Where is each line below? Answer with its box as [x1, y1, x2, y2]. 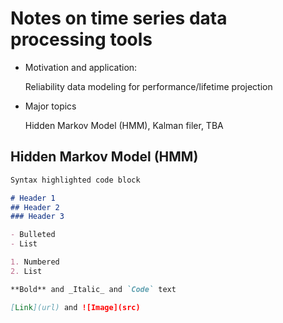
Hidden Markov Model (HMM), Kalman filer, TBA [24, 119, 224, 131]
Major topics [24, 100, 77, 112]
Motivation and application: [24, 61, 138, 73]
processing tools [10, 28, 153, 51]
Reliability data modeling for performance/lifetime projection [24, 80, 273, 92]
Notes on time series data [10, 7, 228, 30]
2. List [10, 266, 43, 276]
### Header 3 [10, 212, 65, 222]
